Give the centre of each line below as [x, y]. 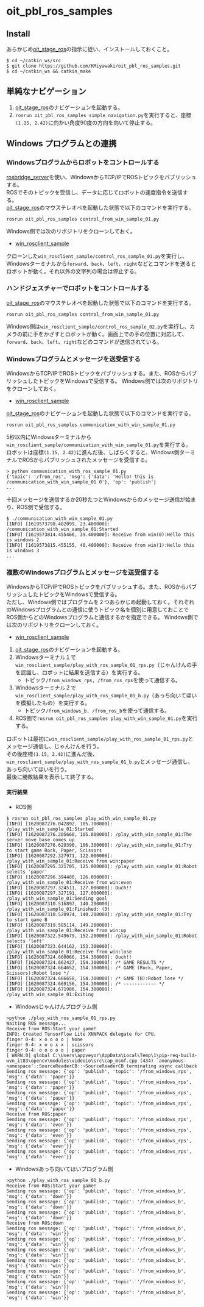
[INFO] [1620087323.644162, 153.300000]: [60, 946]
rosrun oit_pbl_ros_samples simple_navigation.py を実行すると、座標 [103, 115]
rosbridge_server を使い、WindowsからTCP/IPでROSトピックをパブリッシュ [101, 177]
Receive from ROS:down [35, 1223]
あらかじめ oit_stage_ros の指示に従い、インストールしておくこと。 [89, 49]
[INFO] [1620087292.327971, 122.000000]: [60, 856]
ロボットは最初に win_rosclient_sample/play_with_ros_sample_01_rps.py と [100, 739]
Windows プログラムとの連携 [62, 144]
